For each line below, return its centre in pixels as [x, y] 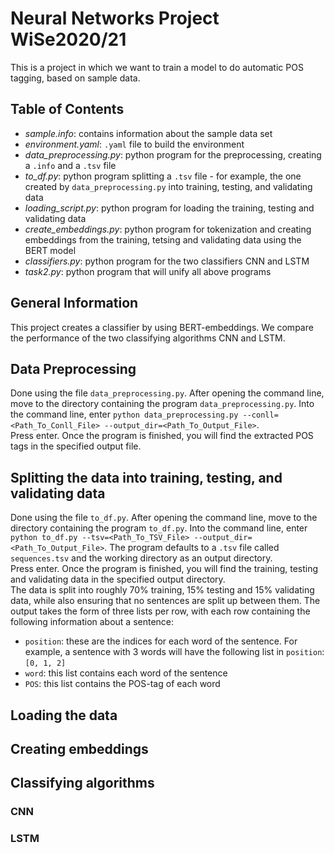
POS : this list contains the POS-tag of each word [122, 684]
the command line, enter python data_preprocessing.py [124, 414]
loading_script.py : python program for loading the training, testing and [169, 208]
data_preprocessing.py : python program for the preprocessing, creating [173, 154]
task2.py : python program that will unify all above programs [148, 271]
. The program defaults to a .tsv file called [192, 548]
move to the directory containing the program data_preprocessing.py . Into [162, 404]
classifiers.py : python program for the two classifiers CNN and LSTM [167, 261]
